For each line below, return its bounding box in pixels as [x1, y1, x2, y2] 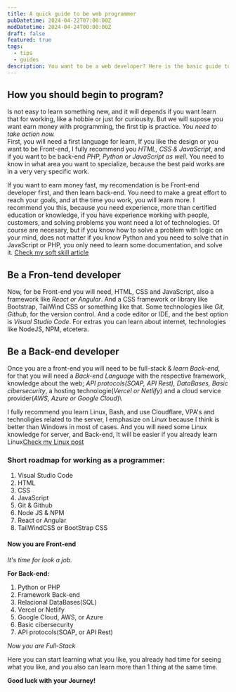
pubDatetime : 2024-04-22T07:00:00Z [7, 17, 112, 24]
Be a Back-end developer [7, 345, 119, 357]
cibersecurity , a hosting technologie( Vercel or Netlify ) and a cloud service [7, 387, 221, 395]
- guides [13, 56, 39, 63]
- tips [13, 50, 33, 57]
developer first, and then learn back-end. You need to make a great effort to [7, 188, 227, 197]
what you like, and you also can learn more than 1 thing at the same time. [7, 662, 218, 671]
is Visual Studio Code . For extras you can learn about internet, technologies [7, 318, 226, 326]
